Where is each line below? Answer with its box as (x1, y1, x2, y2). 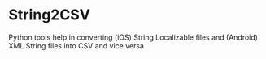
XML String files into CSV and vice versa (8, 40, 145, 50)
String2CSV (8, 6, 91, 24)
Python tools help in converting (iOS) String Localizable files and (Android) (8, 32, 259, 42)
